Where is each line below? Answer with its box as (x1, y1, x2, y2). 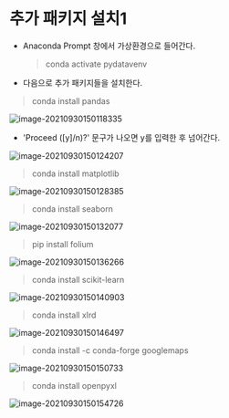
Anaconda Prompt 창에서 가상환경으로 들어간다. (22, 40, 196, 51)
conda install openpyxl (31, 380, 117, 391)
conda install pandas (31, 95, 110, 106)
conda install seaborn (31, 203, 114, 214)
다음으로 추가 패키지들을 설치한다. (22, 77, 143, 88)
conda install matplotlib (31, 168, 120, 179)
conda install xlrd (31, 309, 97, 320)
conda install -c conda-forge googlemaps (31, 344, 189, 356)
